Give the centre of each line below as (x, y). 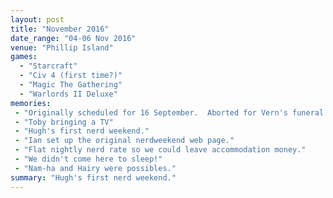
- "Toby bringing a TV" (64, 122)
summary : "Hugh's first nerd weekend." (93, 177)
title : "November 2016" (60, 29)
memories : (31, 103)
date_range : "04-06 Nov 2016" (73, 38)
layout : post (37, 19)
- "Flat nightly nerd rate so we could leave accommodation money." (160, 150)
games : (24, 57)
